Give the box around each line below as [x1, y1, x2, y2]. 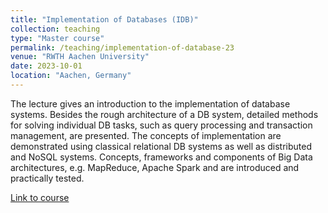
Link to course [10, 191, 70, 203]
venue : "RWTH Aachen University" [10, 52, 150, 62]
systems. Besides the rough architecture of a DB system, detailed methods [10, 108, 319, 120]
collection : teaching [10, 24, 101, 34]
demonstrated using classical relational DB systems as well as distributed [10, 140, 313, 152]
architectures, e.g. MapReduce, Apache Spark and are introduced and [10, 161, 300, 173]
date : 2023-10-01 [10, 61, 83, 71]
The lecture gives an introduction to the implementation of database [10, 97, 291, 110]
